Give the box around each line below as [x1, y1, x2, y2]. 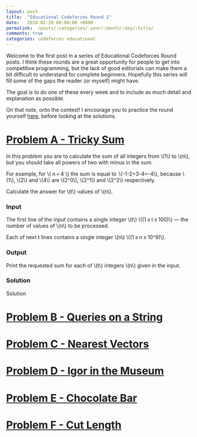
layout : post [6, 8, 38, 15]
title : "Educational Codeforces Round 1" [6, 14, 112, 20]
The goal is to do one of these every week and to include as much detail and [6, 89, 192, 95]
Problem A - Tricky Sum [6, 133, 125, 147]
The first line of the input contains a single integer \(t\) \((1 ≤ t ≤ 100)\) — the [6, 216, 189, 223]
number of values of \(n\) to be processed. [6, 222, 109, 230]
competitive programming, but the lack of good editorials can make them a [6, 65, 187, 71]
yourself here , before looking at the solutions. [6, 112, 116, 120]
